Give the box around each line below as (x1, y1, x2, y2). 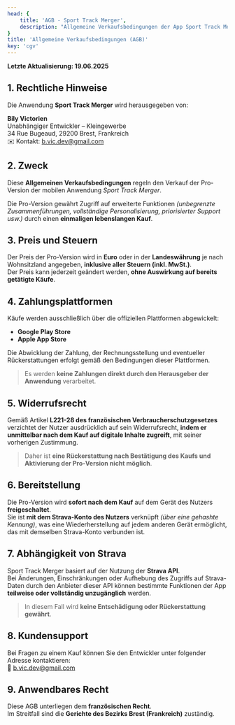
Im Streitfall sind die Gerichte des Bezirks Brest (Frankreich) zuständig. (7, 710, 215, 718)
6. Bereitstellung (7, 480, 81, 491)
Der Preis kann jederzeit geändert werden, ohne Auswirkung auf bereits (7, 268, 218, 276)
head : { (7, 10, 30, 17)
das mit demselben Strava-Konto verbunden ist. (7, 527, 145, 536)
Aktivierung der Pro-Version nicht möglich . (24, 459, 152, 468)
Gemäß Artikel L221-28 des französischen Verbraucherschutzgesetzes (7, 416, 218, 424)
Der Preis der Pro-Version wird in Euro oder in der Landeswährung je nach (7, 253, 224, 261)
